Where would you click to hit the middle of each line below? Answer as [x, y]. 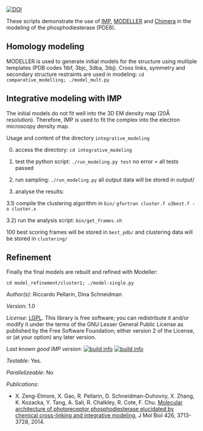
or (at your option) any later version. [51, 338]
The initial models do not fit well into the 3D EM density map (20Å [88, 113]
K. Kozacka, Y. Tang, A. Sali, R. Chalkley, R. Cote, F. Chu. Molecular [99, 402]
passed [24, 168]
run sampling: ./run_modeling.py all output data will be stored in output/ [105, 180]
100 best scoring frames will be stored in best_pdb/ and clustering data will [99, 232]
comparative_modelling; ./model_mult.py [58, 80]
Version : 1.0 [21, 306]
